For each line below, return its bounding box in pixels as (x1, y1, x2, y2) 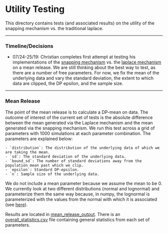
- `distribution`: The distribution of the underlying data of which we (5, 145, 160, 150)
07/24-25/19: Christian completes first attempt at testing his (12, 54, 136, 60)
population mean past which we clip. (5, 162, 84, 168)
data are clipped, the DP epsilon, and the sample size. (12, 80, 123, 86)
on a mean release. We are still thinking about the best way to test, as (12, 64, 156, 70)
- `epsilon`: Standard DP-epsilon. (5, 167, 79, 172)
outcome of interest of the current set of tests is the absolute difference (5, 114, 153, 120)
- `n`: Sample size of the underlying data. (5, 171, 99, 176)
